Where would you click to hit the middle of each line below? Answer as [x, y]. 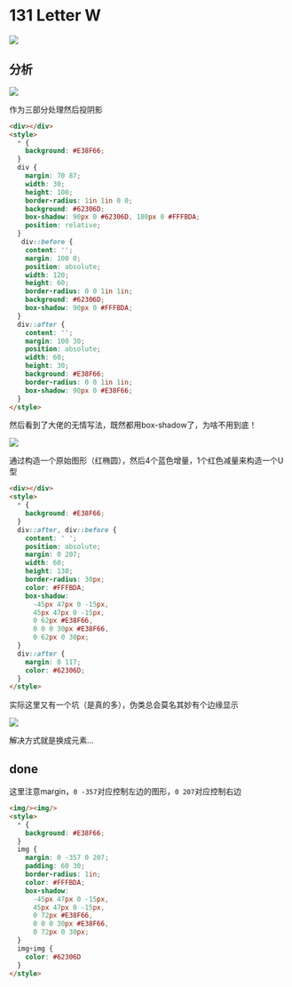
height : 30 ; [47, 366]
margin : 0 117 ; [53, 662]
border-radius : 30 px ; [65, 579]
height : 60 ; [47, 283]
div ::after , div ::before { [67, 529]
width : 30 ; [45, 184]
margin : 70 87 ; [53, 176]
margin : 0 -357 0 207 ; [67, 858]
